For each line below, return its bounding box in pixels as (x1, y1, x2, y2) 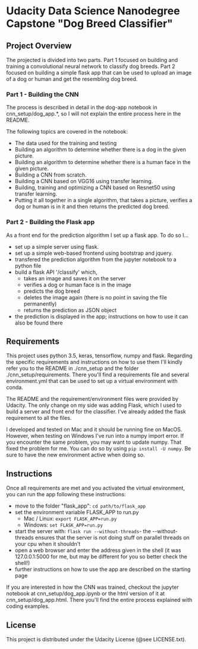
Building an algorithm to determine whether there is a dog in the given (14, 146, 186, 153)
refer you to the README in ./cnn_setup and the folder (6, 365, 139, 372)
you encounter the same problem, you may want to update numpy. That (6, 438, 182, 446)
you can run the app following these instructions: (6, 491, 126, 498)
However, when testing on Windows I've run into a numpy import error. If (6, 432, 184, 440)
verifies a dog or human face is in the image (23, 281, 132, 288)
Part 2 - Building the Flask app (6, 218, 95, 226)
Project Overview (6, 41, 72, 51)
